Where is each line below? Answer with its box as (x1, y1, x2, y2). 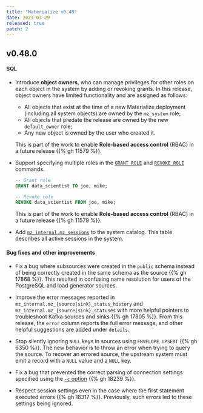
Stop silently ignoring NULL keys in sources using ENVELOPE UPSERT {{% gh (15, 337, 198, 344)
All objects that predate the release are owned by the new (24, 116, 168, 123)
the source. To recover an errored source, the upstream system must (15, 350, 188, 358)
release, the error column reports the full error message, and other (15, 319, 183, 326)
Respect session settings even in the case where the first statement (15, 386, 185, 394)
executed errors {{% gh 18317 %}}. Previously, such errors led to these (15, 393, 192, 400)
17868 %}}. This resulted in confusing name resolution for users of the (15, 275, 191, 283)
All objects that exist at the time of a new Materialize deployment (24, 103, 186, 110)
